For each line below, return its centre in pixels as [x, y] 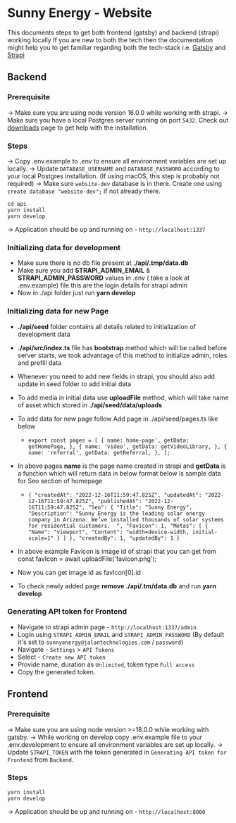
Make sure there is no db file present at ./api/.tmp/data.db [103, 263]
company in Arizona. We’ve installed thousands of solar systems [126, 519]
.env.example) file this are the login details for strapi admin [103, 285]
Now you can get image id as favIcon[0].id [79, 572]
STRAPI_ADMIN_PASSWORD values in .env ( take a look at [104, 278]
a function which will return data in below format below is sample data [119, 473]
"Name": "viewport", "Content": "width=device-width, [108, 532]
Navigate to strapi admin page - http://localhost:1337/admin [107, 627]
